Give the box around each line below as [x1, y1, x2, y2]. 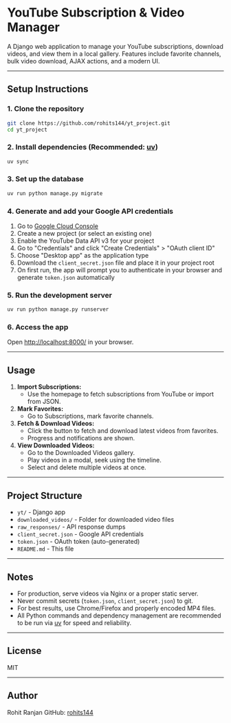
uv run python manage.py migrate [7, 190, 103, 197]
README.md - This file [16, 544, 74, 553]
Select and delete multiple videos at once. [27, 463, 146, 471]
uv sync [7, 158, 30, 165]
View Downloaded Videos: [16, 441, 95, 449]
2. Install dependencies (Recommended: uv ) [7, 143, 158, 152]
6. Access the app [7, 323, 69, 332]
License [7, 645, 42, 657]
